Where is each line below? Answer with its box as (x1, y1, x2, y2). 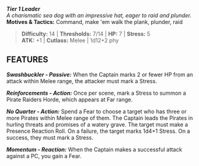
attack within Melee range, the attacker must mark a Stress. (6, 77, 158, 85)
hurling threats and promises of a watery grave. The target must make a (6, 121, 189, 128)
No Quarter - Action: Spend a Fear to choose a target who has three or (6, 108, 187, 115)
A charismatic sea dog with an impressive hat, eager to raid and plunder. (6, 12, 192, 19)
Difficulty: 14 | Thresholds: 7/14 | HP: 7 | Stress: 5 (21, 30, 150, 38)
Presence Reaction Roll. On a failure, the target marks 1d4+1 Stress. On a (6, 127, 190, 135)
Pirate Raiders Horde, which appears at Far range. (6, 95, 133, 103)
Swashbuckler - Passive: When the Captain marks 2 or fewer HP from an (6, 71, 193, 78)
